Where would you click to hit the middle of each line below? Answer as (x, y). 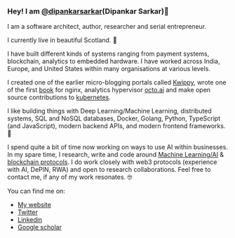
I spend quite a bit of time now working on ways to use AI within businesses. (117, 147)
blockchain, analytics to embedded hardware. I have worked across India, (114, 61)
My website (34, 205)
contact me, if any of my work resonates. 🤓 (70, 177)
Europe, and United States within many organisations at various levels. (109, 69)
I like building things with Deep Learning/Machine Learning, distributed (109, 111)
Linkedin (30, 220)
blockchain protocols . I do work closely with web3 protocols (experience (112, 162)
